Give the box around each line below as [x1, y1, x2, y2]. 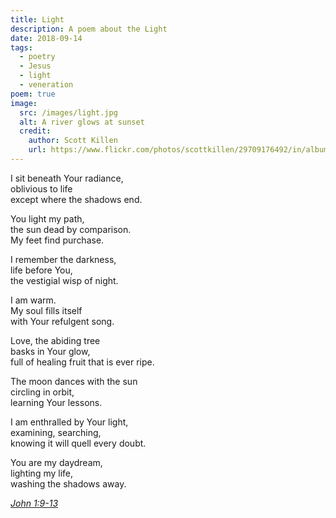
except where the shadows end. [10, 193, 143, 205]
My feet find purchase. [10, 234, 105, 246]
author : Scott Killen [28, 136, 118, 146]
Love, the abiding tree [10, 334, 101, 346]
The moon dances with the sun [10, 375, 138, 387]
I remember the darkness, [10, 253, 117, 265]
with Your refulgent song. [10, 315, 115, 327]
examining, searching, [10, 426, 102, 438]
